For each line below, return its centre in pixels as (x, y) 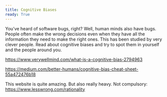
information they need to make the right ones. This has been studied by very (84, 39)
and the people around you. (34, 50)
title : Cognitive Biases (31, 10)
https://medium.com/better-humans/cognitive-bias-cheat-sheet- (72, 69)
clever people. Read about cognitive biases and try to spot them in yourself (82, 44)
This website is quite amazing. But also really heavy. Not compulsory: (77, 84)
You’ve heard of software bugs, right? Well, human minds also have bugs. (81, 28)
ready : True (17, 14)
